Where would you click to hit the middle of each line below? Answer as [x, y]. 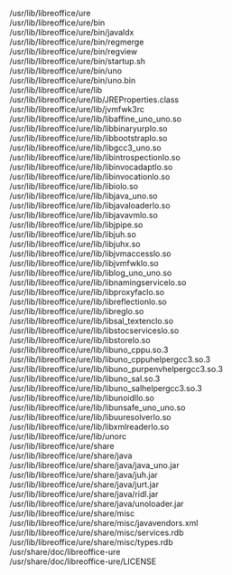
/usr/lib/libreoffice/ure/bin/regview [74, 52]
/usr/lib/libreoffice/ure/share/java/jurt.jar [84, 484]
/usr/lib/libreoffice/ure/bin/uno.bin [73, 80]
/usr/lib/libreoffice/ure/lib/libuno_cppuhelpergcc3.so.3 [110, 359]
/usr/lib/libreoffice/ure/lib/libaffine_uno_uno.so [96, 119]
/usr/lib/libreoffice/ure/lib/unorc [68, 436]
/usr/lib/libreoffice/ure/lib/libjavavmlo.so [84, 215]
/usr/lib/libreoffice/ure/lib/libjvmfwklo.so [84, 263]
